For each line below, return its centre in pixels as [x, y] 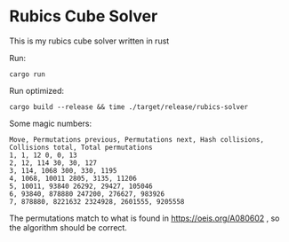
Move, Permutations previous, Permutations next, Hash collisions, [137, 139]
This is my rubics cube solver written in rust [89, 41]
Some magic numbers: [51, 123]
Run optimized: [37, 90]
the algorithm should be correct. [68, 227]
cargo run [28, 74]
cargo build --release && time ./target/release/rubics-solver [129, 107]
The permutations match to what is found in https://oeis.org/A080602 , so [144, 218]
